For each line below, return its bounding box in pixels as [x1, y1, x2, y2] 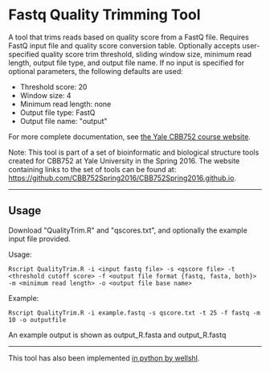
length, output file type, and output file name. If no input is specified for [8, 58, 245, 68]
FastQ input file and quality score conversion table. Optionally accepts [8, 40, 241, 50]
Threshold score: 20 [19, 82, 88, 92]
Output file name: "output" [19, 116, 108, 126]
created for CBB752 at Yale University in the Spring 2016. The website [8, 155, 240, 166]
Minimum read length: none [19, 99, 112, 109]
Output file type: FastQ [19, 107, 96, 117]
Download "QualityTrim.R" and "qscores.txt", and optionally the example [8, 225, 247, 235]
